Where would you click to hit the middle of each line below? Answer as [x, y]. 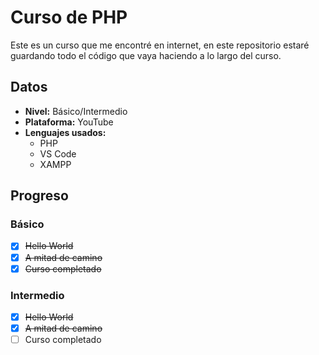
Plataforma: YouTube [69, 122]
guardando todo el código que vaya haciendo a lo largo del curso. [146, 55]
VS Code [58, 153]
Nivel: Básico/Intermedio [76, 111]
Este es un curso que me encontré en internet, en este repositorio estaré [160, 45]
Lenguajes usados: [65, 132]
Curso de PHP [69, 17]
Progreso [39, 196]
